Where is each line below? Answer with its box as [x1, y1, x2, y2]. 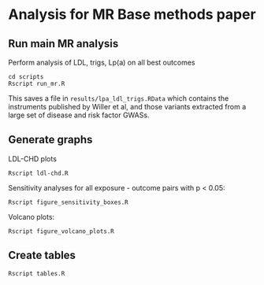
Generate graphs [8, 133, 93, 146]
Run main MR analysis [8, 37, 119, 50]
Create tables [8, 249, 76, 262]
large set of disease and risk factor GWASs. [8, 110, 150, 120]
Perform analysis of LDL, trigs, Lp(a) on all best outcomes [8, 57, 195, 67]
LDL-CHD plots [8, 154, 58, 163]
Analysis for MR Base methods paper [8, 6, 256, 24]
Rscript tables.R [8, 269, 65, 277]
